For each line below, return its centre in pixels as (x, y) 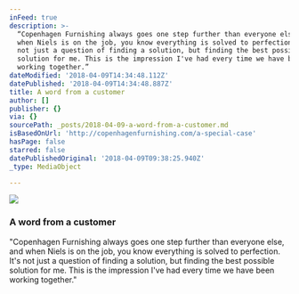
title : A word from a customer (67, 92)
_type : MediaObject (45, 167)
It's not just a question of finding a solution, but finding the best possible (142, 260)
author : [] (29, 100)
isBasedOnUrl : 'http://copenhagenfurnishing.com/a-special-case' (133, 134)
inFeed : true (33, 17)
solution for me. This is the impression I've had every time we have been (142, 270)
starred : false (37, 150)
